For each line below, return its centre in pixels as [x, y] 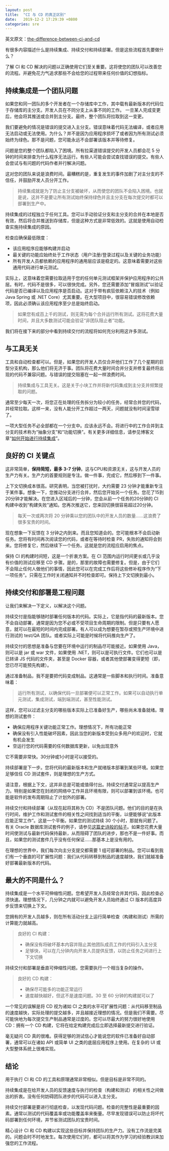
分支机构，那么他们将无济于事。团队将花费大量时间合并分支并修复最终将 [84, 368]
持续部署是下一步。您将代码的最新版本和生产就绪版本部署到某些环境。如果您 [84, 767]
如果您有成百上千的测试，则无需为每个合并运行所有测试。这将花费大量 [90, 314]
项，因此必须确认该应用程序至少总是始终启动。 [54, 303]
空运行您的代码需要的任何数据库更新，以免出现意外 [65, 746]
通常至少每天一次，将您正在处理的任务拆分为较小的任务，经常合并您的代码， [84, 402]
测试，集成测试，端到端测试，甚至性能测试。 [68, 699]
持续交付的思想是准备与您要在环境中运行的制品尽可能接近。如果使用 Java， [83, 646]
